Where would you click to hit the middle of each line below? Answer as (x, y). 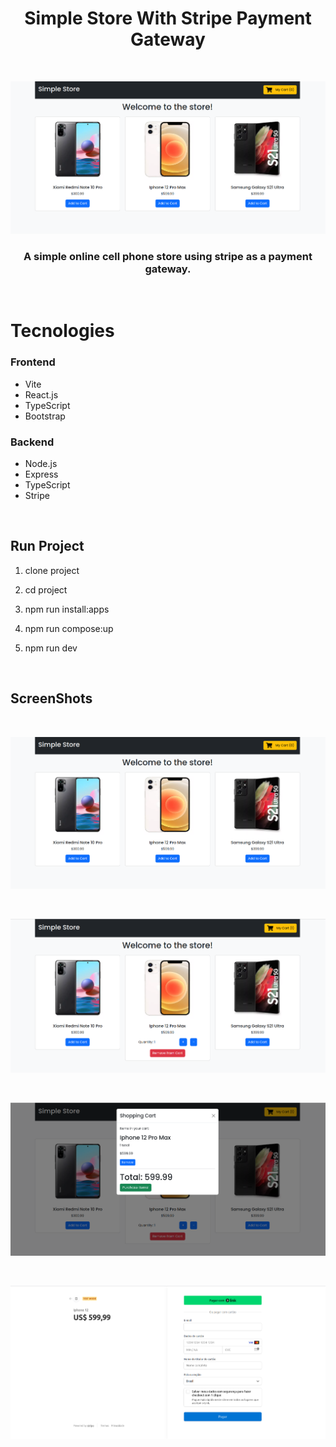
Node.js (41, 463)
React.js (41, 394)
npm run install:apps (67, 609)
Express (41, 474)
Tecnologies (62, 331)
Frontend (33, 362)
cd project (46, 589)
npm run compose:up (69, 628)
